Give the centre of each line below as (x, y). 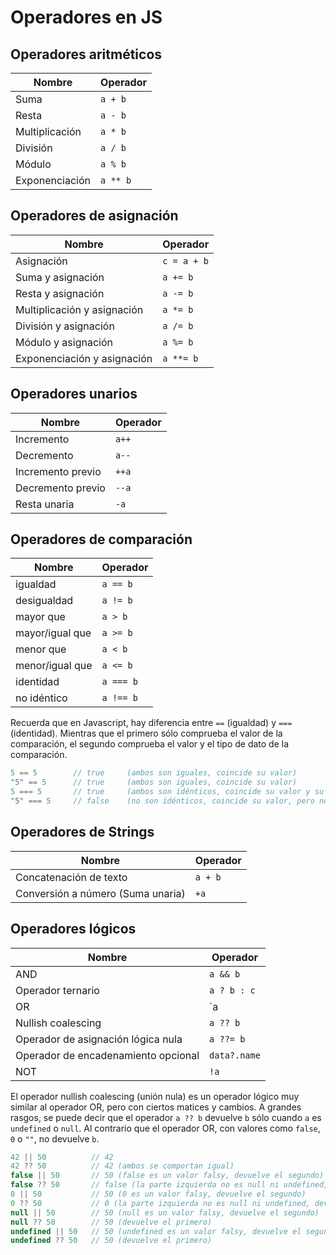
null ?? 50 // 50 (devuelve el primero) (111, 1222)
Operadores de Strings (82, 832)
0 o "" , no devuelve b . (55, 1138)
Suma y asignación (60, 277)
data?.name (235, 1055)
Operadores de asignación (94, 216)
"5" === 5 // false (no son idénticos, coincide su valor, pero (162, 801)
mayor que (40, 617)
